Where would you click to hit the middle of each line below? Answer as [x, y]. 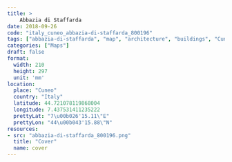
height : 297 [31, 71]
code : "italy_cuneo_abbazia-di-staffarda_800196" [80, 33]
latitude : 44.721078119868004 [57, 103]
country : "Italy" [38, 97]
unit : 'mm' [29, 78]
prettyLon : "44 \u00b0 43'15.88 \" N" [63, 122]
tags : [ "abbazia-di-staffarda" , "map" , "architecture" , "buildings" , [109, 39]
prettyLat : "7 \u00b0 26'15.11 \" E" [61, 116]
